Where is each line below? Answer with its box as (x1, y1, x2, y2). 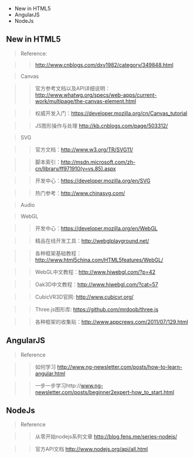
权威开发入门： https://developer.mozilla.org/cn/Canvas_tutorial (35, 110, 188, 117)
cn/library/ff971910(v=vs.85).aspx (35, 165, 116, 172)
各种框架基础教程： (35, 249, 82, 257)
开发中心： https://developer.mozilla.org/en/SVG (35, 177, 151, 184)
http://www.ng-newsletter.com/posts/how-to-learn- (57, 363, 183, 370)
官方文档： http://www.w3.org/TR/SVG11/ (35, 146, 134, 153)
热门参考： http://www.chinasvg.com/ (35, 189, 125, 196)
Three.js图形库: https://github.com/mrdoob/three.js (35, 306, 159, 313)
